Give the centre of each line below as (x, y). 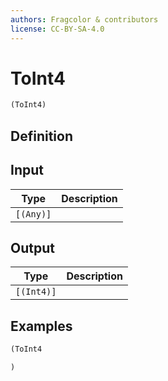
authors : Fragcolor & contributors (84, 19)
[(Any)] (33, 214)
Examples (41, 326)
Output (32, 247)
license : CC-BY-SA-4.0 (57, 29)
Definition (41, 136)
